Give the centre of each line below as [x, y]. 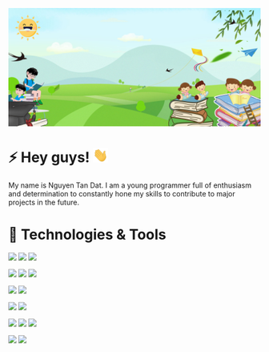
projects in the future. [44, 202]
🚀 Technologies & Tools [87, 235]
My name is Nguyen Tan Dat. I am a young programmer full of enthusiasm [130, 185]
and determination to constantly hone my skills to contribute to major [122, 194]
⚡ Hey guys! [49, 158]
